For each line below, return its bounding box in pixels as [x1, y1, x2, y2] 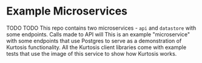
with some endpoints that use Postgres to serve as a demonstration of [6, 37, 182, 44]
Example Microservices [6, 4, 128, 18]
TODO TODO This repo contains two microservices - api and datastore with [6, 24, 197, 31]
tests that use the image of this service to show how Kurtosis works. [6, 50, 177, 57]
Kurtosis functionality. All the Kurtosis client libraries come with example [6, 44, 187, 51]
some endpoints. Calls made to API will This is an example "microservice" [6, 30, 190, 38]
